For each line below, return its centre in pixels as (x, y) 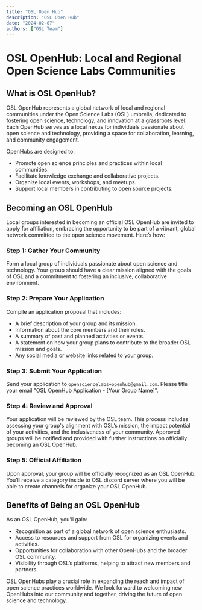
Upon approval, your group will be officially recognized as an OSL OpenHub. (101, 473)
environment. (23, 283)
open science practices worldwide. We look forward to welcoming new (94, 588)
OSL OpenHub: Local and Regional (94, 58)
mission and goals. (38, 349)
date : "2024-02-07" (31, 23)
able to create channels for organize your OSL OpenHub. (77, 486)
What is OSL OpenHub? (51, 93)
